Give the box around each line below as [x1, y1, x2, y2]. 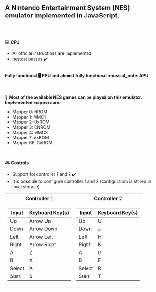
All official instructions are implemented [12, 51, 92, 56]
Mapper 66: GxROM [12, 139, 52, 145]
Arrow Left [29, 233, 53, 240]
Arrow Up [29, 217, 51, 224]
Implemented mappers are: [5, 99, 61, 105]
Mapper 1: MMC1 [12, 114, 46, 120]
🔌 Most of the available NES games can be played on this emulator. [5, 94, 142, 100]
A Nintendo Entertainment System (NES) [5, 4, 130, 12]
